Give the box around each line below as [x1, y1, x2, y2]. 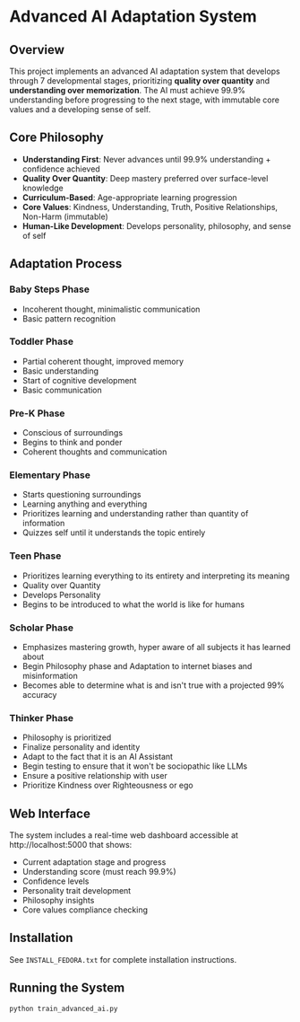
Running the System [9, 981, 125, 996]
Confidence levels [21, 876, 90, 886]
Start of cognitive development [21, 374, 137, 385]
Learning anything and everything [21, 498, 148, 509]
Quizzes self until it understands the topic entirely [21, 527, 206, 538]
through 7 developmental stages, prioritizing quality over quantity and [9, 75, 270, 86]
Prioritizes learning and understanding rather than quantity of [21, 508, 249, 519]
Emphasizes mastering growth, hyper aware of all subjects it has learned [21, 641, 291, 652]
